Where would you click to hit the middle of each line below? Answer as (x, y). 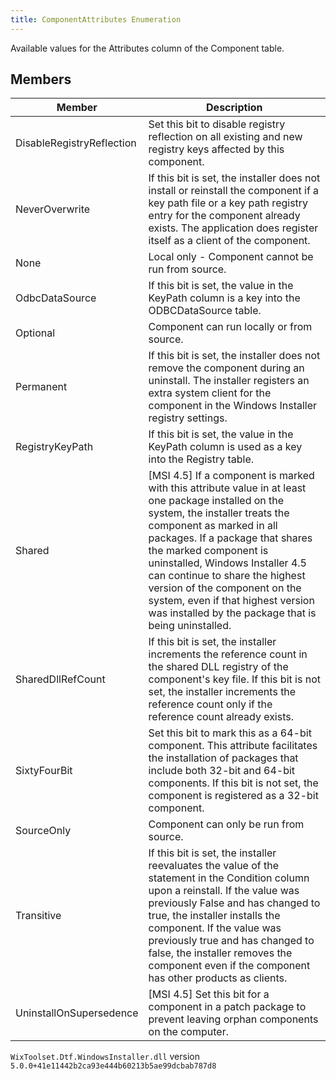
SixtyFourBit (44, 771)
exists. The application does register (233, 228)
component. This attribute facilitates (233, 746)
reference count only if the (210, 704)
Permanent (41, 387)
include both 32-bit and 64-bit (222, 771)
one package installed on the (216, 501)
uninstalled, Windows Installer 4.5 (227, 563)
